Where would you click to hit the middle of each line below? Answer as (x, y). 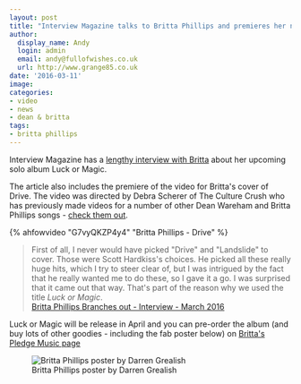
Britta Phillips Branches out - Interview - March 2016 (128, 306)
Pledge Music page (45, 343)
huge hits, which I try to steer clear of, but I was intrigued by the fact (157, 269)
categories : (31, 92)
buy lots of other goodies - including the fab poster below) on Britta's (138, 333)
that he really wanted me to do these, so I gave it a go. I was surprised (161, 277)
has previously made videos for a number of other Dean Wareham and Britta (150, 205)
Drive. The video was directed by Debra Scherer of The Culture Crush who (147, 196)
